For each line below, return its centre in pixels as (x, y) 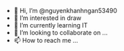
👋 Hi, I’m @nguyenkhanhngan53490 (65, 11)
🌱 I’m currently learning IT (51, 25)
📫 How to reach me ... (46, 40)
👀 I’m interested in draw (47, 18)
